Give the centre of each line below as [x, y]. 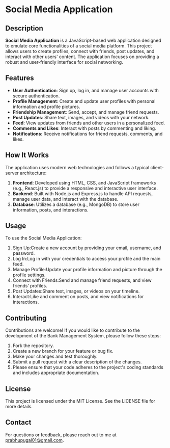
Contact [18, 422]
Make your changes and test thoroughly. [55, 357]
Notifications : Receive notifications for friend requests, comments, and [88, 134]
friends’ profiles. [30, 286]
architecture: [33, 173]
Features [20, 78]
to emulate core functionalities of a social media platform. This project [79, 46]
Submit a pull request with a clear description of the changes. [77, 362]
